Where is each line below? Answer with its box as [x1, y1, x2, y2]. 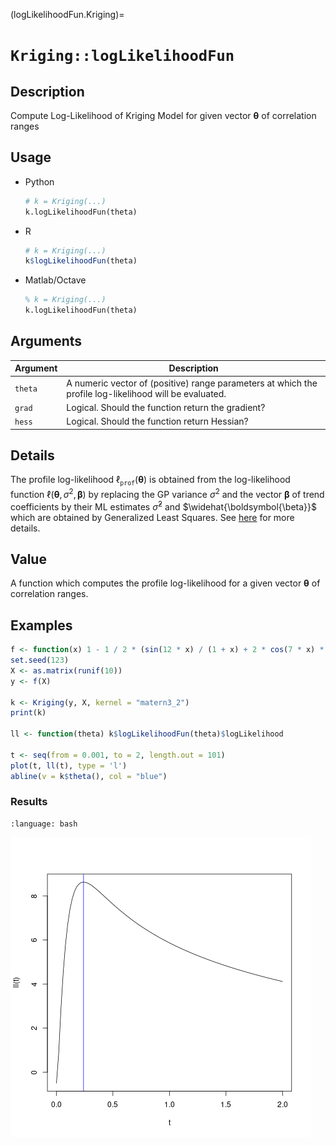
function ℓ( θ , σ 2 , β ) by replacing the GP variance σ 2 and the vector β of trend [10, 487, 325, 500]
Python [24, 175, 55, 188]
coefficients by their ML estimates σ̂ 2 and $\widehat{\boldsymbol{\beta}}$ [10, 499, 317, 513]
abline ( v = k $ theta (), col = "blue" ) [10, 771, 168, 781]
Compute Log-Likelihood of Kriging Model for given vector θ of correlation [10, 110, 317, 121]
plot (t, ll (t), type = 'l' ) [10, 760, 128, 771]
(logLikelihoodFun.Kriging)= [10, 9, 125, 20]
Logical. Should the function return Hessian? [66, 415, 249, 428]
